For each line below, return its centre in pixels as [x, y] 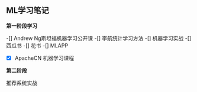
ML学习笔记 [28, 11]
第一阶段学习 [22, 26]
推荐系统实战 [22, 83]
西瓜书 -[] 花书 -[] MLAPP [37, 45]
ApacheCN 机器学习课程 [44, 58]
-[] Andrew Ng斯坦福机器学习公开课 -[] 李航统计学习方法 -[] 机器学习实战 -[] [99, 38]
